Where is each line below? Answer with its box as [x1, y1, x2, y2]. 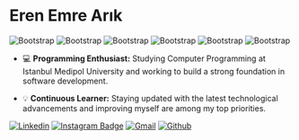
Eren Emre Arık [9, 5, 123, 26]
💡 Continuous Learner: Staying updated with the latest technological [22, 92, 278, 103]
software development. [22, 75, 109, 86]
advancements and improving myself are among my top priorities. [22, 102, 267, 113]
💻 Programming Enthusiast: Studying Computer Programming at [22, 53, 267, 64]
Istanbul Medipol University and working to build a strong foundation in [22, 66, 286, 76]
